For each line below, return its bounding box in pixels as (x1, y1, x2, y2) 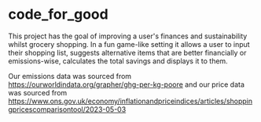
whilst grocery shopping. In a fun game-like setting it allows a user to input (8, 39, 250, 48)
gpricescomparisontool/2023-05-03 (8, 104, 127, 114)
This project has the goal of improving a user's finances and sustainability (8, 31, 248, 41)
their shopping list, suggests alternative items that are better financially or (8, 48, 247, 57)
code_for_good (8, 5, 108, 23)
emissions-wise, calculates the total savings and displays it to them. (8, 56, 228, 66)
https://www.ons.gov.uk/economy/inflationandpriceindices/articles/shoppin (8, 96, 253, 106)
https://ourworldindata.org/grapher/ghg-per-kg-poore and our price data (8, 80, 245, 89)
